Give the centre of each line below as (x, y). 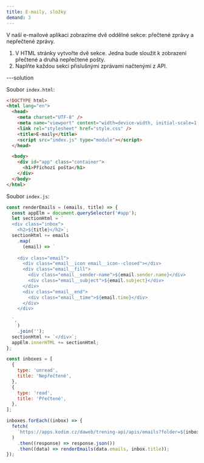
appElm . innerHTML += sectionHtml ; (55, 342)
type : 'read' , (35, 393)
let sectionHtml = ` (38, 219)
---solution (20, 78)
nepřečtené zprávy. (31, 41)
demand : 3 (19, 18)
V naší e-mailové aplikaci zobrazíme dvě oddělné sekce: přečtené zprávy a (100, 35)
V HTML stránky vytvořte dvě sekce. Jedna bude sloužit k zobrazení (101, 53)
